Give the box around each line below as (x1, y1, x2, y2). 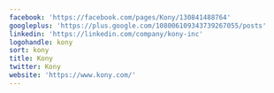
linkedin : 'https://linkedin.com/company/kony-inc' (9, 29, 203, 38)
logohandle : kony (9, 37, 73, 47)
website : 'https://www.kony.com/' (9, 71, 137, 80)
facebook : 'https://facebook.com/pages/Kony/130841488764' (9, 12, 232, 22)
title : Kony (9, 54, 53, 63)
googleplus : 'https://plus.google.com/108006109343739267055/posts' (9, 21, 267, 30)
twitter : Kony (9, 63, 62, 72)
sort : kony (9, 46, 49, 55)
